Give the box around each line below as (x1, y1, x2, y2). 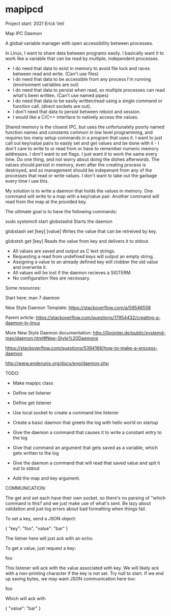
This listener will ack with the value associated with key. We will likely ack (5, 565, 159, 571)
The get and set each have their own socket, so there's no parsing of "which (5, 495, 166, 501)
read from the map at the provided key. (5, 199, 88, 205)
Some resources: (5, 285, 41, 291)
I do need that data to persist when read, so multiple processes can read (12, 87, 165, 93)
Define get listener (12, 400, 52, 406)
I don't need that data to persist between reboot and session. (12, 108, 141, 115)
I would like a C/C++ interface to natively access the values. (12, 114, 139, 120)
